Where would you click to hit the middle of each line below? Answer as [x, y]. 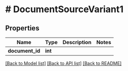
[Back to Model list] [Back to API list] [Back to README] [63, 63]
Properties [22, 28]
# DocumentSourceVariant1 [64, 9]
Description [77, 42]
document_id [24, 51]
